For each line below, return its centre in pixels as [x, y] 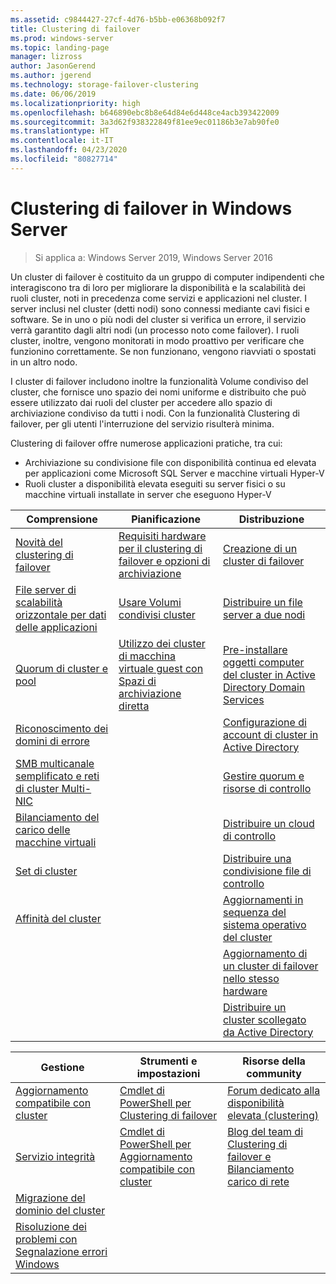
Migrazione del [50, 1198]
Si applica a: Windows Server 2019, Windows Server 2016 [153, 257]
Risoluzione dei [51, 1226]
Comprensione [62, 519]
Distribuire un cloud [268, 823]
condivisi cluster [157, 614]
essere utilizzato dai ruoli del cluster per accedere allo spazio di [141, 402]
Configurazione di [264, 722]
